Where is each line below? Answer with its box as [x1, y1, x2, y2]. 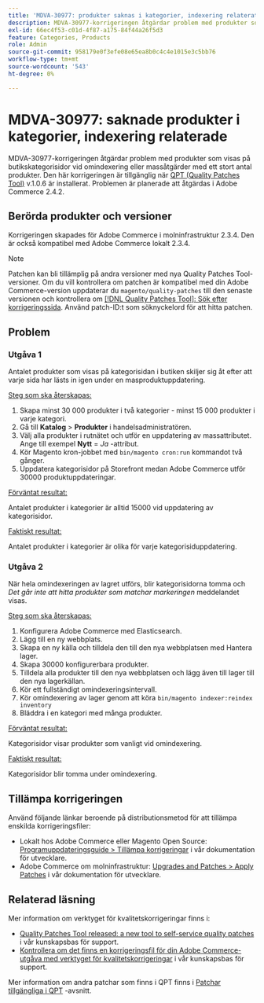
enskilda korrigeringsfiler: [8, 821, 91, 831]
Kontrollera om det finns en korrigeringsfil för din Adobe [19, 945, 201, 955]
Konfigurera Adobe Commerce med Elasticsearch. [19, 626, 182, 636]
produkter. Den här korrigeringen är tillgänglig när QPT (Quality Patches [8, 170, 240, 179]
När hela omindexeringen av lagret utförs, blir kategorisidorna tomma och [8, 579, 246, 589]
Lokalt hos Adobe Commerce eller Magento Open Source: [19, 836, 207, 846]
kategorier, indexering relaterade [8, 127, 228, 145]
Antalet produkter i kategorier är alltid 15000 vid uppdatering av [8, 503, 214, 513]
